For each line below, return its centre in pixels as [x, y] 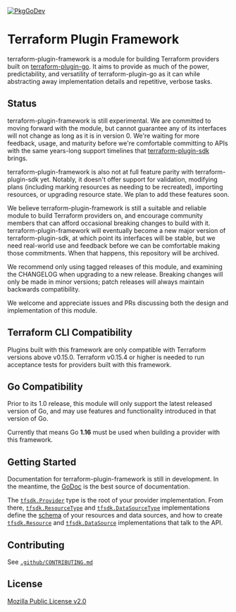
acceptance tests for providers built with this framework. [89, 364]
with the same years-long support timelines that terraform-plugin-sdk [108, 150]
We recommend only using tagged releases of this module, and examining [115, 266]
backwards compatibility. [44, 289]
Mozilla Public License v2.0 [47, 601]
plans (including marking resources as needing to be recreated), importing [115, 186]
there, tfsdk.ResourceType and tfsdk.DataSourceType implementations [108, 508]
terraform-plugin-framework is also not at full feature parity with [100, 172]
